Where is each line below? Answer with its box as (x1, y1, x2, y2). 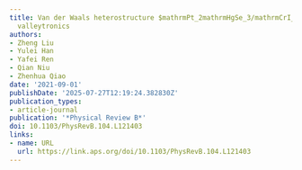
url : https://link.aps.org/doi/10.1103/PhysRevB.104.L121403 (17, 147, 252, 156)
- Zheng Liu (9, 38, 54, 48)
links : (9, 130, 34, 139)
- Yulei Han (9, 47, 54, 56)
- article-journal (9, 105, 78, 114)
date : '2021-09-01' (9, 80, 83, 89)
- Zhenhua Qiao (9, 72, 67, 81)
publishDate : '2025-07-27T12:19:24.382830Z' (9, 88, 179, 97)
